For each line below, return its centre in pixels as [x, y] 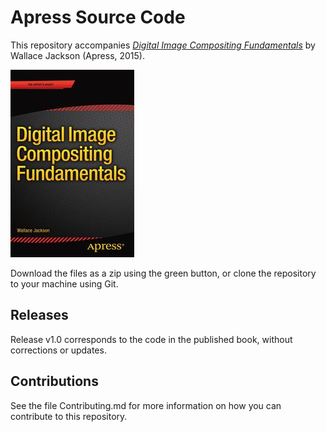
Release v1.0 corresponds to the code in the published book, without [151, 339]
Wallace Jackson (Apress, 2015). [78, 55]
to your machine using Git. [64, 283]
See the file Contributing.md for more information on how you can [146, 405]
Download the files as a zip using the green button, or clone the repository [163, 273]
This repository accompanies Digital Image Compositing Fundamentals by [163, 45]
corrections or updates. [58, 350]
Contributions [54, 381]
